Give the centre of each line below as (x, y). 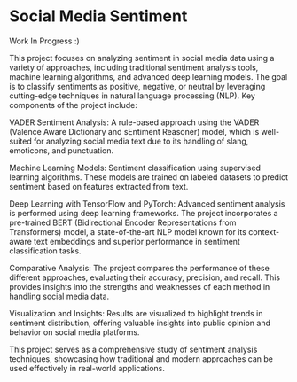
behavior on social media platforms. (74, 332)
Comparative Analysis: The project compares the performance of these (140, 268)
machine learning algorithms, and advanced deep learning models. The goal (148, 76)
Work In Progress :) (44, 41)
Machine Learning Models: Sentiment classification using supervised (135, 168)
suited (21, 141)
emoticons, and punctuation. (61, 150)
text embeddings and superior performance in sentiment (137, 241)
